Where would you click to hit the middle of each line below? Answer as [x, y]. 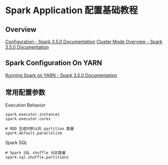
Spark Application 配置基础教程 [72, 10]
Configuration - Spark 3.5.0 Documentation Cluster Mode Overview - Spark [84, 42]
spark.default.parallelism [34, 133]
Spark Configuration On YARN [54, 63]
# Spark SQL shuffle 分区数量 [35, 153]
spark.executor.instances [32, 114]
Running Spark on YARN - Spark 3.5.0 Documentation [61, 75]
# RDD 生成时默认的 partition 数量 [40, 128]
